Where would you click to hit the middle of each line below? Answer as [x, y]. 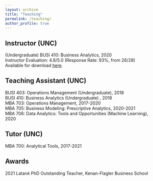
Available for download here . [34, 65]
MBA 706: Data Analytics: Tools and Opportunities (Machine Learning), [77, 113]
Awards [17, 162]
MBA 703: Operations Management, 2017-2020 [53, 103]
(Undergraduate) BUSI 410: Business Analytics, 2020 [58, 55]
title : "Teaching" [24, 14]
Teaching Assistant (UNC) [46, 81]
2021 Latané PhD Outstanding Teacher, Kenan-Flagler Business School [77, 173]
